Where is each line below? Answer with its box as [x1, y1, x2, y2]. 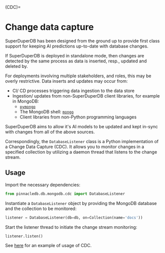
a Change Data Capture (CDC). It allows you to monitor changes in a [5, 144, 145, 150]
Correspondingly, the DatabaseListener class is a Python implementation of [5, 138, 159, 144]
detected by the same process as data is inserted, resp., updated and [5, 58, 147, 64]
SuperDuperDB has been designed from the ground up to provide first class [5, 38, 160, 44]
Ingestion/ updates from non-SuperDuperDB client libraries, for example [12, 93, 160, 99]
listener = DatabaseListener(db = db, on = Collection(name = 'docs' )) [5, 215, 143, 220]
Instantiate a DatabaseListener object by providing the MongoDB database [5, 200, 157, 206]
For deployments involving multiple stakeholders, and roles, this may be [5, 73, 152, 79]
